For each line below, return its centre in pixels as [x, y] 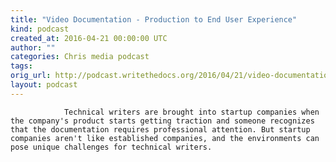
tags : [21, 66]
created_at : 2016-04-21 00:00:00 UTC [89, 38]
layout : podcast [44, 85]
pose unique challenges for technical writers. [111, 147]
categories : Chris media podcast [80, 57]
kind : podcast [40, 29]
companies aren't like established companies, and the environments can [165, 138]
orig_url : [31, 76]
